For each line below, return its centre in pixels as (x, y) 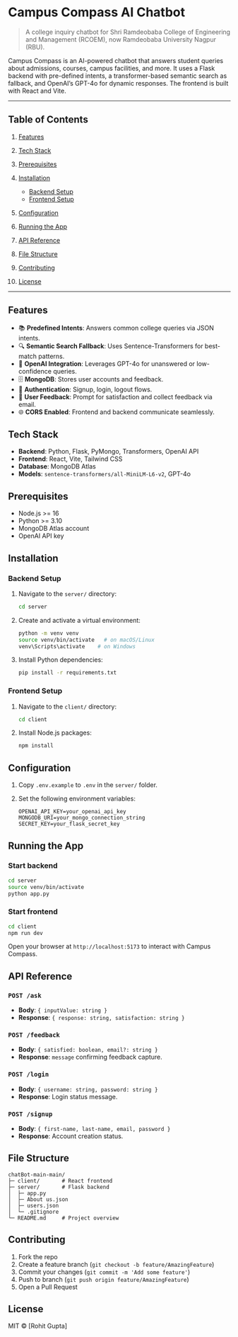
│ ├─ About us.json (38, 1199)
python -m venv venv (48, 633)
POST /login (29, 1074)
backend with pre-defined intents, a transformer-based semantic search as (118, 76)
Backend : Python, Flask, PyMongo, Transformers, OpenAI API (108, 452)
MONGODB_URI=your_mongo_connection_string (82, 818)
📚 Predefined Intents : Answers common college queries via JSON (116, 328)
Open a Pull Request (48, 1287)
